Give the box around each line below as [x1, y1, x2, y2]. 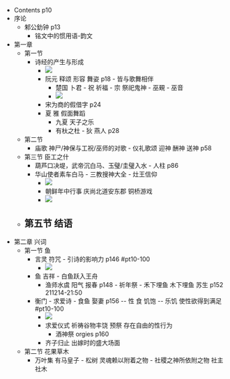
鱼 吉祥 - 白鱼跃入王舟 [34, 272, 98, 280]
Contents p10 [13, 6, 52, 14]
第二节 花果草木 [24, 347, 70, 355]
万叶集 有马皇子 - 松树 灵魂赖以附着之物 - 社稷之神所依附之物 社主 [34, 355, 224, 364]
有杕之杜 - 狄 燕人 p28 [55, 127, 120, 134]
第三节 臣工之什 [24, 153, 70, 161]
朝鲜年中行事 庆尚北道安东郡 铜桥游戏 [45, 187, 153, 195]
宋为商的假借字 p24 [45, 100, 102, 109]
